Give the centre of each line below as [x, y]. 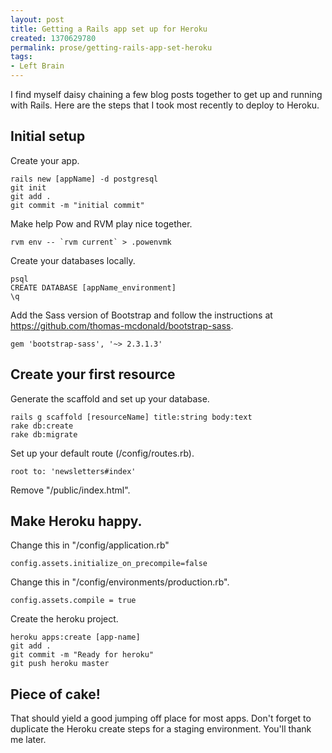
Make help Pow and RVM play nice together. [101, 223]
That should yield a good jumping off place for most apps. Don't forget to [161, 718]
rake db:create [42, 426]
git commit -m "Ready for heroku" [82, 655]
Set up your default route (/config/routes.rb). [102, 453]
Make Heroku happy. [76, 521]
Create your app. [45, 160]
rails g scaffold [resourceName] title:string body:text [131, 417]
